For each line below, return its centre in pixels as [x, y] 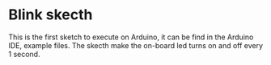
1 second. [24, 54]
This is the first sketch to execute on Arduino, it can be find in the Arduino [131, 37]
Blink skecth [51, 15]
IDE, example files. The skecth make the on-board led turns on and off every [136, 45]
